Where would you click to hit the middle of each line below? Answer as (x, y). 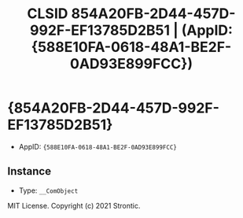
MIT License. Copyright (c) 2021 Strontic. (74, 205)
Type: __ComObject (48, 190)
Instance (29, 171)
